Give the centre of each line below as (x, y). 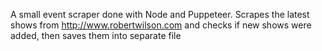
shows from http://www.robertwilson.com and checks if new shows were (161, 25)
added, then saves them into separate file (96, 35)
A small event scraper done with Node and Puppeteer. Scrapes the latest (160, 14)
